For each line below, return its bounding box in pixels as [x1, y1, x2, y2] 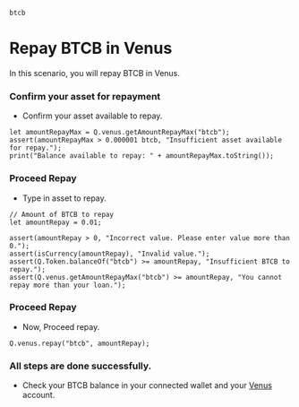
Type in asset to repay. [21, 193, 107, 203]
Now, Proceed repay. [21, 321, 100, 332]
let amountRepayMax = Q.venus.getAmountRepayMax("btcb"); [9, 128, 230, 137]
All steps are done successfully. [9, 359, 152, 372]
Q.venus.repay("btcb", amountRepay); [9, 339, 150, 348]
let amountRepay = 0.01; [9, 218, 102, 227]
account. [21, 390, 56, 401]
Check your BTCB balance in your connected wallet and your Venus [21, 380, 273, 391]
